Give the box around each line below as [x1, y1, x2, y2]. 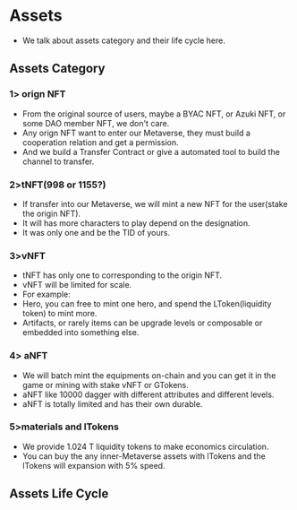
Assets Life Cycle [9, 486, 109, 502]
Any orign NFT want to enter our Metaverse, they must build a [21, 127, 250, 138]
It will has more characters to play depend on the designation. [21, 217, 250, 229]
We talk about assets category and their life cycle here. [21, 35, 225, 46]
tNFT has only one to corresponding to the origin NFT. [21, 270, 223, 281]
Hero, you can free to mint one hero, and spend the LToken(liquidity [21, 298, 272, 309]
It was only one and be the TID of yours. [21, 227, 171, 238]
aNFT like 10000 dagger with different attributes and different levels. [21, 389, 275, 400]
